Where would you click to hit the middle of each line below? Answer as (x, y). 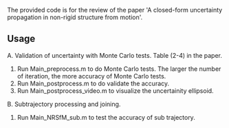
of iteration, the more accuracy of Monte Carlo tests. (91, 76)
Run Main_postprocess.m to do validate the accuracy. (93, 83)
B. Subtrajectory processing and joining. (64, 104)
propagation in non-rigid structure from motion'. (75, 17)
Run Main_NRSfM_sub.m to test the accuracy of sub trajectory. (106, 117)
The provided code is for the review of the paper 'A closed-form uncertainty (115, 10)
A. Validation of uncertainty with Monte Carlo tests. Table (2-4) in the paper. (115, 55)
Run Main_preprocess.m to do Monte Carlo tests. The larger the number (119, 69)
